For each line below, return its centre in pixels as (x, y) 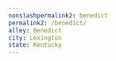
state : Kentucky (35, 45)
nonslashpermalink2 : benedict (58, 15)
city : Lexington (35, 38)
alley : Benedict (35, 30)
